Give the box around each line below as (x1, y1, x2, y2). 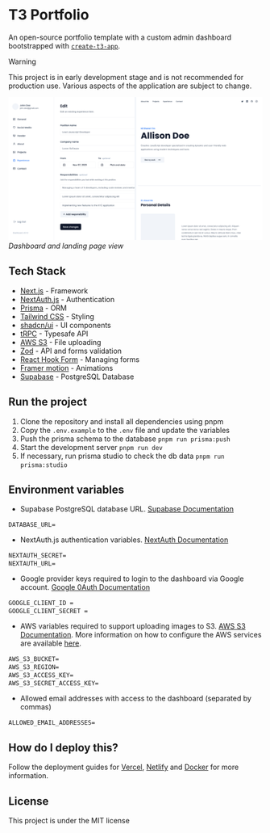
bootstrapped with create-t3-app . (8, 40, 121, 50)
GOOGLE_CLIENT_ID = (8, 600, 74, 608)
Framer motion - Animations (19, 363, 114, 372)
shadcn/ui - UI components (19, 320, 111, 330)
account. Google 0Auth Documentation (19, 583, 151, 592)
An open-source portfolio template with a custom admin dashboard (8, 32, 232, 42)
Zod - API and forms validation (19, 346, 123, 355)
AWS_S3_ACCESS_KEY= (8, 671, 74, 679)
